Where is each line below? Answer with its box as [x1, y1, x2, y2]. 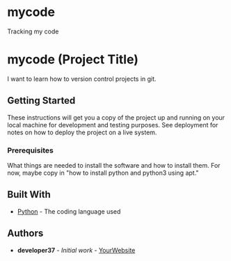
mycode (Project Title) [7, 52, 139, 68]
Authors [7, 228, 44, 239]
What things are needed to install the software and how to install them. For [7, 161, 221, 169]
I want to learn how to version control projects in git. [7, 74, 157, 83]
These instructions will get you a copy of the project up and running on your [7, 113, 225, 122]
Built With [7, 189, 51, 200]
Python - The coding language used [17, 207, 121, 216]
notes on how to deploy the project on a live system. [7, 128, 157, 136]
